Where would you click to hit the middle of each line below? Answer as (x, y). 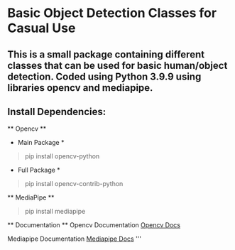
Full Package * (39, 170)
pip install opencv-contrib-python (74, 184)
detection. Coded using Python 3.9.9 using (104, 76)
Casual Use (42, 28)
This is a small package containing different (106, 54)
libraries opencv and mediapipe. (80, 88)
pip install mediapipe (55, 212)
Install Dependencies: (57, 112)
